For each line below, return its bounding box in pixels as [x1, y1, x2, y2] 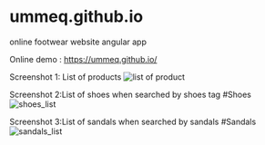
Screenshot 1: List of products [9, 71, 122, 82]
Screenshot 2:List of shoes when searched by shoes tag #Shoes [9, 89, 252, 100]
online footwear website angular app [9, 36, 148, 47]
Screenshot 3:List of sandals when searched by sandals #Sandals [9, 116, 257, 127]
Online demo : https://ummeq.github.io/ [9, 53, 158, 64]
